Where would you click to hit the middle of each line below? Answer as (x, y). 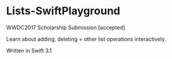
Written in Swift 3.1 (29, 50)
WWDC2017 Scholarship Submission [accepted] (66, 27)
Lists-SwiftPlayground (63, 11)
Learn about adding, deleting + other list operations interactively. (86, 39)
